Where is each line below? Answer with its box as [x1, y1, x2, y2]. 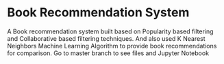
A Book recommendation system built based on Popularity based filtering [7, 27, 214, 35]
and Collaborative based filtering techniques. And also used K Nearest [7, 34, 206, 42]
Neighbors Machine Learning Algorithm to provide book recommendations [7, 42, 217, 50]
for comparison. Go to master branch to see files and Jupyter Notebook [7, 49, 210, 57]
